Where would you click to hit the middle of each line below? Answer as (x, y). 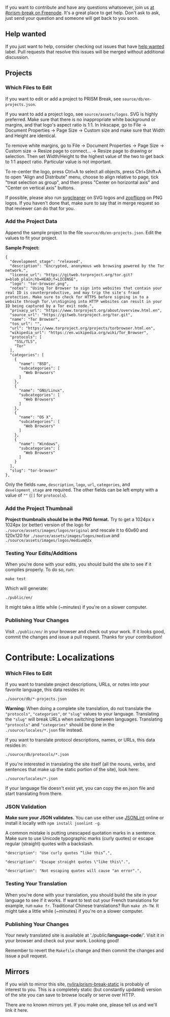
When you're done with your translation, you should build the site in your (81, 895)
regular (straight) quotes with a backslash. (49, 844)
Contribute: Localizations (60, 657)
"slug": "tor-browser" (34, 470)
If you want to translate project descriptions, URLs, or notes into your (77, 684)
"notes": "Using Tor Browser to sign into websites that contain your (86, 288)
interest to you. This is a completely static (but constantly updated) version (83, 989)
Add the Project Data (31, 222)
